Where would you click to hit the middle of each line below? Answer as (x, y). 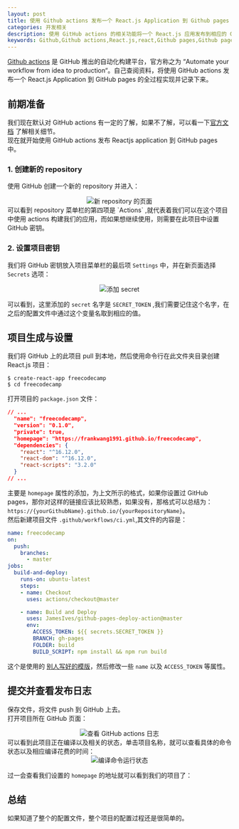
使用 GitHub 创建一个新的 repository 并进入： (74, 186)
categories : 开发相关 (37, 27)
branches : (35, 553)
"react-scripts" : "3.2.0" (59, 465)
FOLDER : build (54, 645)
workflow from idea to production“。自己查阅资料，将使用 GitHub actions (115, 70)
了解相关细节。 (37, 131)
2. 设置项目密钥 (34, 248)
